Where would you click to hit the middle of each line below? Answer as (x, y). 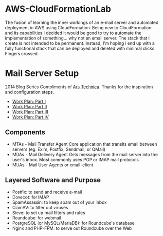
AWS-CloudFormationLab (58, 9)
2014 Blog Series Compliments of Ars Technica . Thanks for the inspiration (79, 87)
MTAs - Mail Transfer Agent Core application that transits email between (84, 144)
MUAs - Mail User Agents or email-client (53, 165)
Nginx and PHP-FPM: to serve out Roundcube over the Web (72, 228)
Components (25, 132)
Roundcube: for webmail (37, 217)
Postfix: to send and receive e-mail (47, 192)
